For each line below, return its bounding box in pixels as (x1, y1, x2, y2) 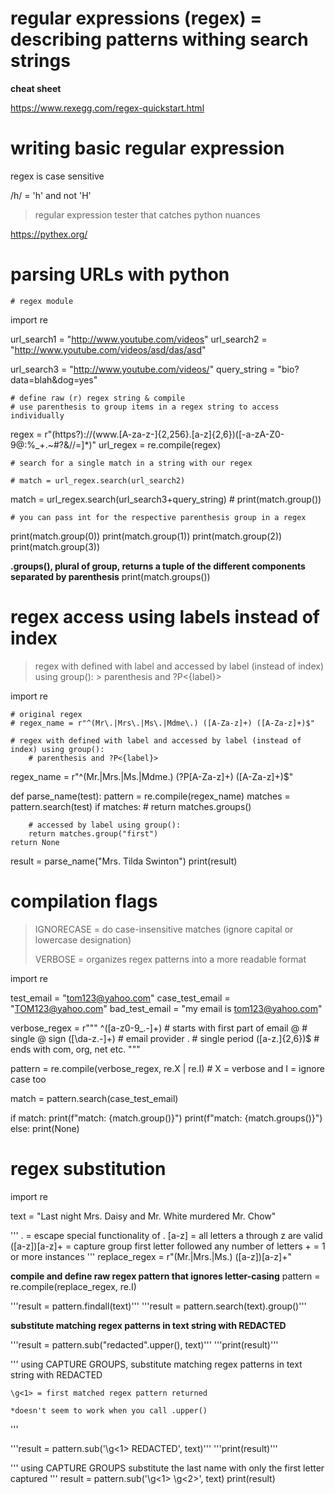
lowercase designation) (34, 933, 132, 946)
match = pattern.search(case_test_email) (10, 1092, 179, 1104)
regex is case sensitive (10, 170, 105, 182)
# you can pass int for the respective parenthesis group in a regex (10, 512, 307, 522)
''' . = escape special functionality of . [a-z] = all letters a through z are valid (10, 1229, 323, 1241)
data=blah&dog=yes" (10, 373, 98, 386)
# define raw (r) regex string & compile (10, 393, 186, 403)
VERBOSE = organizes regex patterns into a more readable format (34, 953, 307, 965)
